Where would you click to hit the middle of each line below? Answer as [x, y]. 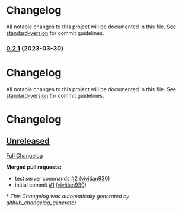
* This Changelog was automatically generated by [68, 196]
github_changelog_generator [41, 203]
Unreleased [28, 141]
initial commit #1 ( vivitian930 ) [51, 185]
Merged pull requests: [34, 167]
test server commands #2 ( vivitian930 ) [62, 178]
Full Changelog [25, 155]
